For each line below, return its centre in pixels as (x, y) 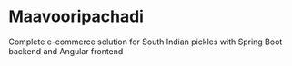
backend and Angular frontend (66, 51)
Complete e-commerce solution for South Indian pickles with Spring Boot (146, 42)
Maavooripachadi (76, 17)
